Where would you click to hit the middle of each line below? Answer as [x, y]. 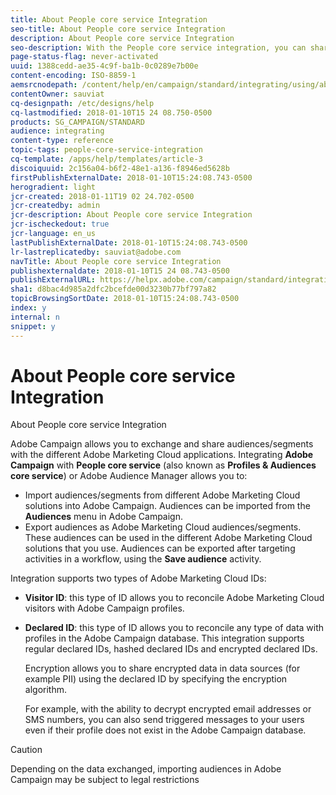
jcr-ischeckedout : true [60, 224]
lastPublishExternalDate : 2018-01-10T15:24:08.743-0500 [129, 242]
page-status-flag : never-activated [84, 57]
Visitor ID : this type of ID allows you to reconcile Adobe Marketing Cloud [174, 598]
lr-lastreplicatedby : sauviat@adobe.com [96, 252]
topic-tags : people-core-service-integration [106, 150]
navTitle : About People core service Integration [116, 261]
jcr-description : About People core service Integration [131, 215]
